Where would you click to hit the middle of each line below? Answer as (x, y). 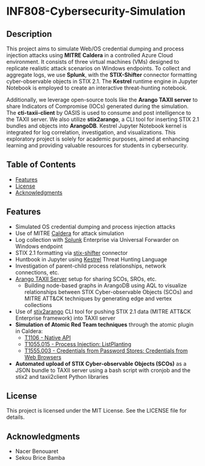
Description (29, 34)
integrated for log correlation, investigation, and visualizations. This (91, 132)
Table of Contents (41, 165)
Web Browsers (43, 357)
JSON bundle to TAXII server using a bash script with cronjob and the (103, 370)
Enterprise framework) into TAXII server (65, 318)
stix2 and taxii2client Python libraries (62, 376)
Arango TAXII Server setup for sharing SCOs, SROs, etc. (86, 279)
